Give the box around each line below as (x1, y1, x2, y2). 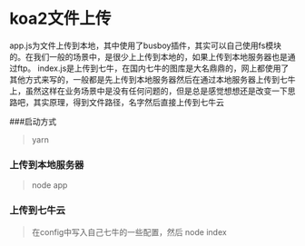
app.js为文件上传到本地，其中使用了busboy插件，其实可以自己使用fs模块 (9, 40, 281, 51)
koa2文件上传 (9, 8, 112, 29)
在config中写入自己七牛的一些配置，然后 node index (31, 226, 227, 237)
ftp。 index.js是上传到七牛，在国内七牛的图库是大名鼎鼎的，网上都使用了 (16, 63, 290, 74)
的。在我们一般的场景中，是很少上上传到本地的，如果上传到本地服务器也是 (9, 51, 288, 62)
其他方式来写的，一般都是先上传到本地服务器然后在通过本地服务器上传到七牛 (9, 74, 296, 84)
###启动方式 (9, 115, 57, 127)
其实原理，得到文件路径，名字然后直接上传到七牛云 (33, 96, 224, 107)
